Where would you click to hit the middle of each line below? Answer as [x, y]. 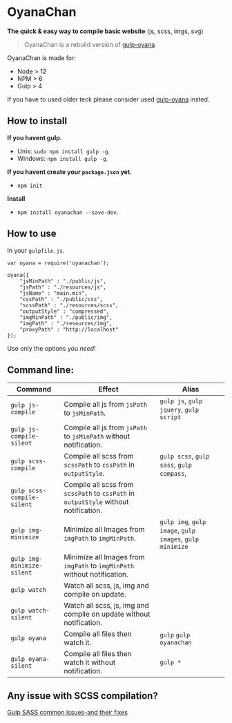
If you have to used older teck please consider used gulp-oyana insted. [108, 99]
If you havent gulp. [35, 137]
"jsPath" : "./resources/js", [63, 287]
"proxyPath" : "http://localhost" [69, 329]
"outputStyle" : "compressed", [65, 311]
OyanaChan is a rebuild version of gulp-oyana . [90, 44]
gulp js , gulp [181, 401]
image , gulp [177, 530]
